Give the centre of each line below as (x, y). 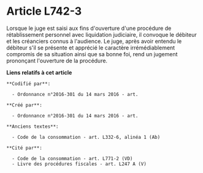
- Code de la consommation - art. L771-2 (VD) (72, 158)
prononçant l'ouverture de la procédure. (57, 61)
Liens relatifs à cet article (39, 72)
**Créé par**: (25, 105)
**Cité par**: (25, 148)
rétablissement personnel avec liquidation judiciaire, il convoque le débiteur (102, 34)
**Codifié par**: (29, 84)
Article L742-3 (44, 11)
